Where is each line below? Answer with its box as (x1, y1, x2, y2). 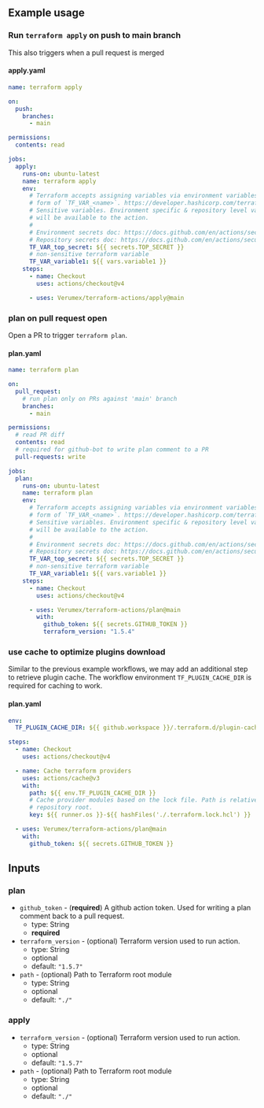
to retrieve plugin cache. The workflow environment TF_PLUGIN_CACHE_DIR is (8, 673, 252, 682)
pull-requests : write (15, 453, 86, 461)
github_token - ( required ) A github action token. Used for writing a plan (19, 903, 251, 913)
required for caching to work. (8, 681, 103, 691)
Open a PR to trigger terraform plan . (8, 330, 128, 339)
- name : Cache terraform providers (15, 767, 132, 775)
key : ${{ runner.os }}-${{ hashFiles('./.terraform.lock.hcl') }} (28, 811, 251, 819)
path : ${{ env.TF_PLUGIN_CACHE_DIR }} (28, 789, 156, 797)
